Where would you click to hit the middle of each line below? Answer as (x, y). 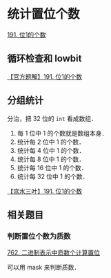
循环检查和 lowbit (44, 58)
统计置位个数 (44, 14)
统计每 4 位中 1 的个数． (51, 150)
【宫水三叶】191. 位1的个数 (45, 191)
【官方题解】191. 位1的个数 (45, 76)
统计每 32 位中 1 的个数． (53, 176)
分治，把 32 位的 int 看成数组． (52, 118)
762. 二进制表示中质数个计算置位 (53, 252)
